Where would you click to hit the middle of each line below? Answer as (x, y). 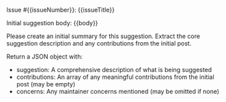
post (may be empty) (46, 84)
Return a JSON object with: (45, 56)
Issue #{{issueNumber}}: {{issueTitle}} (61, 10)
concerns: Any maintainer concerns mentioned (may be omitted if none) (118, 91)
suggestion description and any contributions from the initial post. (99, 43)
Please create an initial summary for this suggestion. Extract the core (103, 36)
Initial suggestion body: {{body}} (52, 23)
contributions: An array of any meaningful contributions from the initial (115, 77)
